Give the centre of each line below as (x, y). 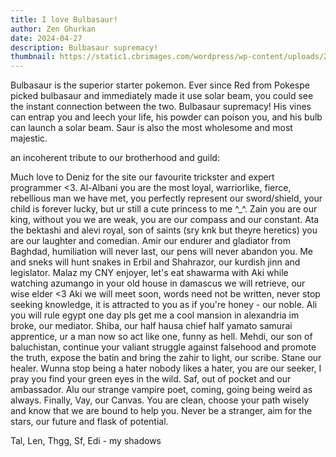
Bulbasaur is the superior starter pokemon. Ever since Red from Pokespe (160, 85)
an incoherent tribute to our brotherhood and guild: (115, 158)
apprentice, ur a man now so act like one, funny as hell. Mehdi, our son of (161, 337)
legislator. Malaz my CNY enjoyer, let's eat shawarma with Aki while (149, 273)
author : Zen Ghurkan (53, 29)
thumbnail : (33, 57)
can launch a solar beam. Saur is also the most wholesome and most (151, 128)
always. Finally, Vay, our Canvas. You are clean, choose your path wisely (160, 400)
